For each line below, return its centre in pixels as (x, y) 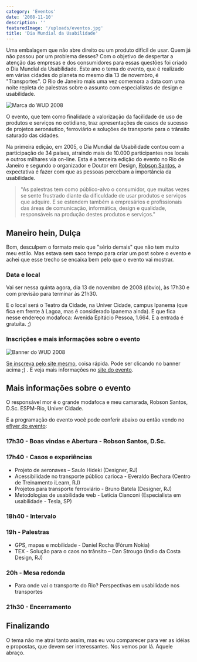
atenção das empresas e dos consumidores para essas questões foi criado (97, 63)
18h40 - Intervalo (31, 516)
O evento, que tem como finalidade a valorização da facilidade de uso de (94, 117)
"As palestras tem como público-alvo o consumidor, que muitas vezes (105, 189)
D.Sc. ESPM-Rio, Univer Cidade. (45, 409)
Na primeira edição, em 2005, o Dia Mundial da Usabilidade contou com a (95, 147)
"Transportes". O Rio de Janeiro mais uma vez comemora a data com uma (96, 81)
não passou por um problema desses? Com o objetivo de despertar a (90, 56)
